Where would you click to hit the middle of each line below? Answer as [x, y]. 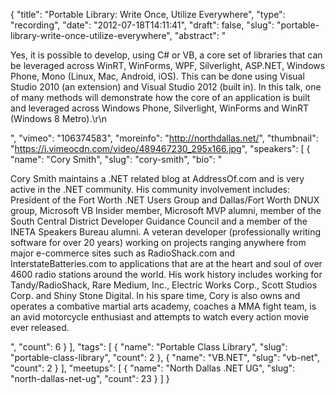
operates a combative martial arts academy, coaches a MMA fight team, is [163, 306]
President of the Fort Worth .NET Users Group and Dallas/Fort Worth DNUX [165, 200]
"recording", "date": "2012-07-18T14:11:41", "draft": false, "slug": [142, 25]
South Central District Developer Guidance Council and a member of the [159, 221]
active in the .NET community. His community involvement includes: [150, 189]
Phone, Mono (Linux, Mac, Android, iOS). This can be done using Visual [157, 76]
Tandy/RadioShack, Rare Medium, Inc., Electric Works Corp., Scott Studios [164, 285]
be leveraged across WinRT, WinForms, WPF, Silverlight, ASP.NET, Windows [168, 65]
